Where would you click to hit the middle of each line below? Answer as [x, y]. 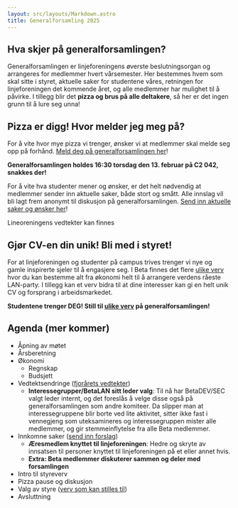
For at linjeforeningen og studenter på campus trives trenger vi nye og [110, 262]
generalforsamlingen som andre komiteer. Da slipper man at [116, 406]
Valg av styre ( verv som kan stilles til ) [72, 489]
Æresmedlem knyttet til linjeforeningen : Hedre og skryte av [117, 443]
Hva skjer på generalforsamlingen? [87, 49]
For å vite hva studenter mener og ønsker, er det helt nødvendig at [104, 186]
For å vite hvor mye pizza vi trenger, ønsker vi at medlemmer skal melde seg [119, 144]
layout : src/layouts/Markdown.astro [61, 14]
